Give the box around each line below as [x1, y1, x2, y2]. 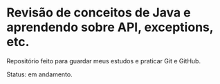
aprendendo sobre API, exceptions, [6, 19, 214, 35]
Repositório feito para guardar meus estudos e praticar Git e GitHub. [6, 56, 201, 65]
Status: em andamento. [6, 70, 73, 78]
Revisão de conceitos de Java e [6, 5, 191, 21]
